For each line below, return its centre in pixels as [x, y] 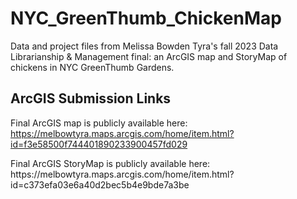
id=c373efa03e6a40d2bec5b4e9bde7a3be [100, 184]
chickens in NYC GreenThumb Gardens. [92, 67]
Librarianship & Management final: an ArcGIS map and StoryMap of [149, 56]
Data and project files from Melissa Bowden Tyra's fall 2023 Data [144, 46]
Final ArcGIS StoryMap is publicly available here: [110, 163]
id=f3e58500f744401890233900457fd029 [99, 144]
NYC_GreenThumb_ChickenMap [146, 18]
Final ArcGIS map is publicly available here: [99, 123]
